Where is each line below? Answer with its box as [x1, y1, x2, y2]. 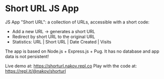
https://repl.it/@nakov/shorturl [5, 68, 66, 74]
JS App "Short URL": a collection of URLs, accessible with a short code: [5, 19, 150, 25]
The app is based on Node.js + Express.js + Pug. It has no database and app [5, 48, 160, 54]
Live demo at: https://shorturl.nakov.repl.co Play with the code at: [5, 63, 137, 69]
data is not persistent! [5, 53, 49, 59]
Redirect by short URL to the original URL [12, 34, 95, 39]
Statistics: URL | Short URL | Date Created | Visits [12, 39, 112, 44]
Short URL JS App [5, 3, 79, 14]
